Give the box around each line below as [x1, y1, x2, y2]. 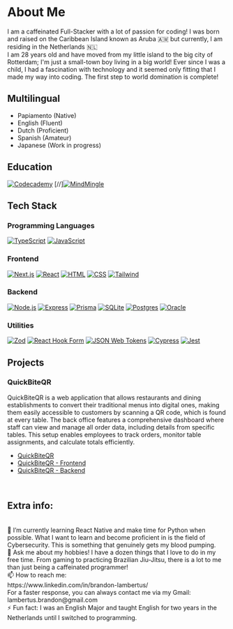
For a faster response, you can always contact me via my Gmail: [7, 588, 191, 596]
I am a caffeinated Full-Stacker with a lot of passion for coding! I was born [7, 27, 220, 36]
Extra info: [7, 500, 54, 512]
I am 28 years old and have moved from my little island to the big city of [7, 50, 213, 59]
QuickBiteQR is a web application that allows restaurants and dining [7, 393, 202, 402]
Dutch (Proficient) [17, 126, 69, 135]
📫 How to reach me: [7, 570, 67, 579]
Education [7, 161, 53, 173]
